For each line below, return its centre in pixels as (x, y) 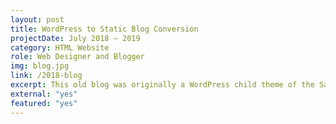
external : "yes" (44, 94)
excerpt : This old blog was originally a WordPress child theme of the (162, 85)
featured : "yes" (44, 103)
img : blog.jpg (40, 66)
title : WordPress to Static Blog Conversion (104, 29)
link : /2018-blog (46, 76)
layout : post (37, 19)
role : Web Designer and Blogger (77, 57)
